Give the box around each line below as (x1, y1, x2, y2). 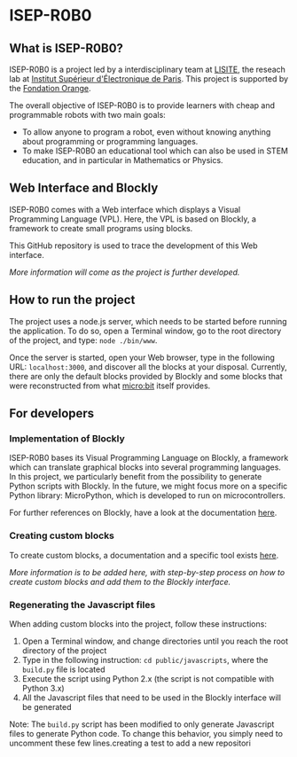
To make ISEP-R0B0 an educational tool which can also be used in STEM (21, 145, 288, 156)
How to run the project (9, 293, 136, 308)
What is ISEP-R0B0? (9, 41, 124, 56)
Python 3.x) (21, 683, 65, 693)
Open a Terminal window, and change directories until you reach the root (21, 636, 289, 646)
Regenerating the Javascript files (9, 598, 156, 611)
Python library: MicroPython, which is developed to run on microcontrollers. (9, 490, 286, 501)
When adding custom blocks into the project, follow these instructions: (9, 618, 268, 629)
